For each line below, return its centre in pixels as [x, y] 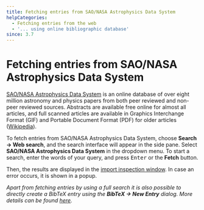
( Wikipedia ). [22, 127]
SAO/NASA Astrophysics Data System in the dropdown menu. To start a [98, 151]
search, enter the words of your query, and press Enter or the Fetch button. [102, 158]
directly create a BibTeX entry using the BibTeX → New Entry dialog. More [100, 194]
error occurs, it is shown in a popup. [52, 176]
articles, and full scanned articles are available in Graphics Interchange [95, 113]
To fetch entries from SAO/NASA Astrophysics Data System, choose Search [101, 138]
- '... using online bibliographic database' [71, 29]
